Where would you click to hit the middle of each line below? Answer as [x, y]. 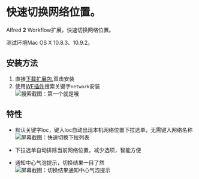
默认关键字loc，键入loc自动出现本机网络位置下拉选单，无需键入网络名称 [104, 129]
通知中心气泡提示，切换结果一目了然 [60, 162]
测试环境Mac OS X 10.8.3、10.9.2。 [50, 42]
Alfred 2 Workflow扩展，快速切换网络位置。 [60, 30]
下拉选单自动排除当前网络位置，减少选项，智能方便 [78, 150]
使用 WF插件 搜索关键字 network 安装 [57, 86]
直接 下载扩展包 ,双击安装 [45, 79]
